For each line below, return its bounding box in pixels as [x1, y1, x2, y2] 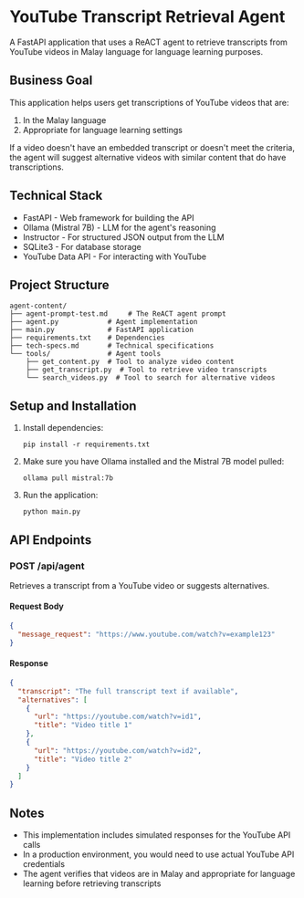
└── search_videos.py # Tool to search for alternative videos [26, 373, 276, 382]
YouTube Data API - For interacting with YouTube [22, 251, 207, 262]
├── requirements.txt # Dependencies [9, 333, 166, 343]
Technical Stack [9, 188, 103, 204]
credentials [22, 859, 66, 870]
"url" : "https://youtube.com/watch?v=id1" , [33, 712, 203, 722]
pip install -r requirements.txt [22, 440, 151, 449]
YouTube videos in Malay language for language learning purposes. [9, 46, 264, 57]
